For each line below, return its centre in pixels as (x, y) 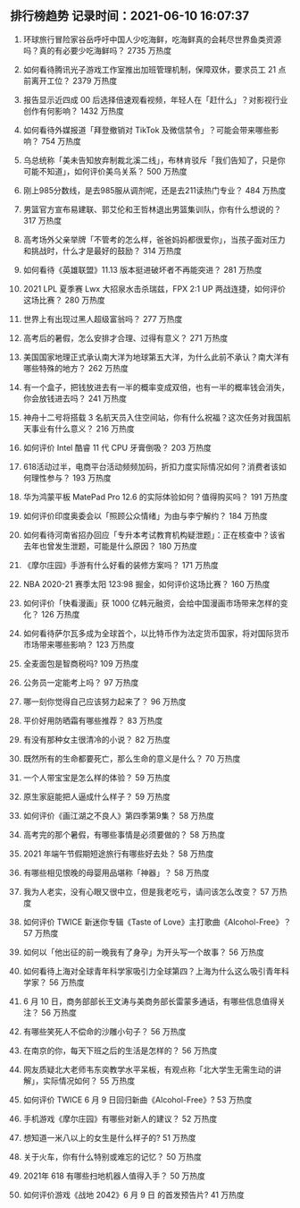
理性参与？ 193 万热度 (71, 478)
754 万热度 (61, 140)
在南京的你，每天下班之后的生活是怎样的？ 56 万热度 (120, 1051)
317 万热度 (42, 220)
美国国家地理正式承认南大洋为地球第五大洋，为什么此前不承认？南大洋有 (156, 357)
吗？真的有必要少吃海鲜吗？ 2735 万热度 (97, 50)
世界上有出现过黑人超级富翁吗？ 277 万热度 (103, 319)
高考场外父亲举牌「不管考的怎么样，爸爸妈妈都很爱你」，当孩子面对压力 (154, 239)
